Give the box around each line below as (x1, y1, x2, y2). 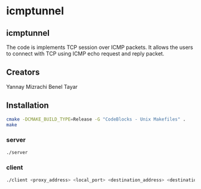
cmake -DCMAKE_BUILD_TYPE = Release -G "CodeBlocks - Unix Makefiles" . (6, 116, 186, 122)
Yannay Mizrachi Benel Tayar (6, 83, 78, 90)
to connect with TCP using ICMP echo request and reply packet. (6, 50, 165, 57)
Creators (6, 67, 40, 78)
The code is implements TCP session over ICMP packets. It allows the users (6, 44, 193, 51)
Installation (6, 100, 49, 111)
